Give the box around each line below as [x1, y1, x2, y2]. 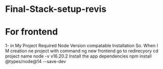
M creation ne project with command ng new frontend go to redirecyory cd [5, 48, 159, 54]
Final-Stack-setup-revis [5, 3, 107, 15]
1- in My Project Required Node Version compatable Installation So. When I [5, 43, 158, 49]
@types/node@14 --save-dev [5, 59, 66, 65]
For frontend [5, 26, 58, 38]
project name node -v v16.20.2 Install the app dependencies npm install [5, 53, 152, 59]
